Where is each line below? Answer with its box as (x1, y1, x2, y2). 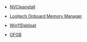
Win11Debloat (9, 22, 37, 28)
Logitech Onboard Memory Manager (9, 13, 82, 19)
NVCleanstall (9, 4, 36, 10)
